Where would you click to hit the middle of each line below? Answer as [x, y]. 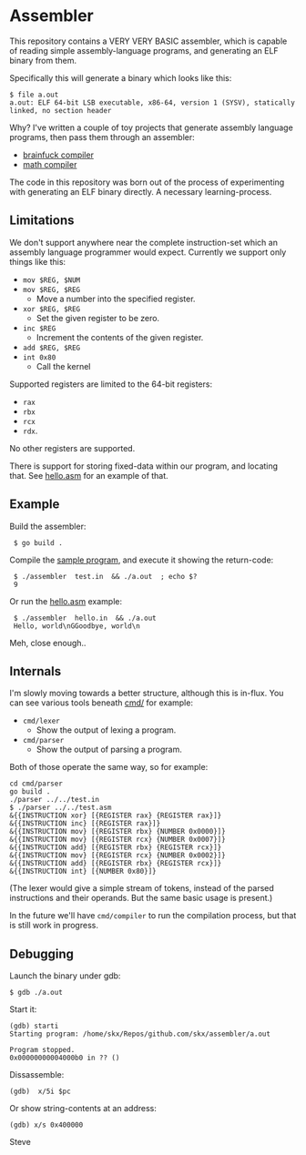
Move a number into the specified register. [116, 299]
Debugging [42, 953]
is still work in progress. [54, 926]
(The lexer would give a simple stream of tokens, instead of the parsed [142, 888]
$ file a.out [34, 95]
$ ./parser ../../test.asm [61, 808]
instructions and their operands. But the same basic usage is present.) [141, 898]
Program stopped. [42, 1050]
